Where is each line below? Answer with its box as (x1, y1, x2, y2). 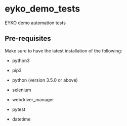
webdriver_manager (12, 96, 54, 102)
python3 (12, 57, 30, 64)
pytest (12, 106, 26, 112)
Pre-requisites (5, 34, 51, 43)
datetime (12, 116, 31, 122)
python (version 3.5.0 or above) (12, 77, 78, 83)
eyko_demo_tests (5, 3, 80, 15)
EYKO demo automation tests (5, 20, 66, 26)
